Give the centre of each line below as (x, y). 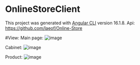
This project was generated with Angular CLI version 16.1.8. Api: (70, 23)
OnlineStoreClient (43, 9)
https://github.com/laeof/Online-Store (44, 28)
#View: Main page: (24, 38)
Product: (14, 57)
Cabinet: (14, 47)
